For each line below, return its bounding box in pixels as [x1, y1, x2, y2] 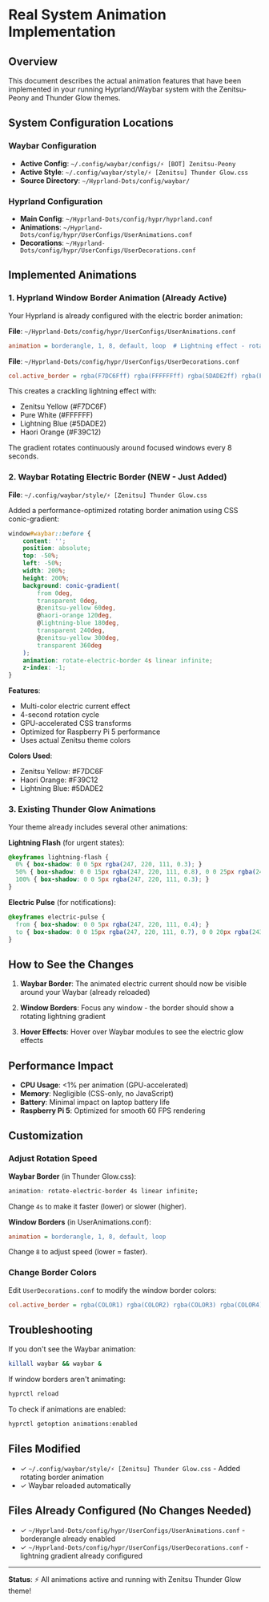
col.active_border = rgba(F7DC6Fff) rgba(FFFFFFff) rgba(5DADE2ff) [8, 372, 239, 380]
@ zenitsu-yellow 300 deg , [37, 634, 120, 642]
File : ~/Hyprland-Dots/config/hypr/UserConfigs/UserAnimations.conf [8, 326, 236, 336]
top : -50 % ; [22, 552, 59, 560]
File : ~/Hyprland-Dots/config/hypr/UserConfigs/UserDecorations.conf [8, 356, 240, 366]
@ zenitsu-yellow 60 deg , [37, 604, 116, 612]
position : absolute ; [22, 544, 91, 552]
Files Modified [8, 1442, 82, 1456]
